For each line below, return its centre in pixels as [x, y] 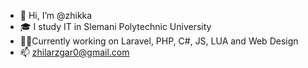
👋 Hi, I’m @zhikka [56, 15]
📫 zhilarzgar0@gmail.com [74, 52]
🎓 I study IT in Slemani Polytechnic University [115, 26]
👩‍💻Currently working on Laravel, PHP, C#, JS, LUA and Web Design [159, 41]
